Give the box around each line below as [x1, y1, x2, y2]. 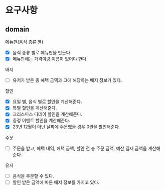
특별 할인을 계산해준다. [12, 105, 57, 111]
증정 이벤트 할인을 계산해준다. [12, 118, 71, 124]
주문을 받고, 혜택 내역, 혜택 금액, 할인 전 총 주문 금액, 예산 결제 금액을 [12, 145, 147, 151]
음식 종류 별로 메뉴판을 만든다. [12, 50, 72, 55]
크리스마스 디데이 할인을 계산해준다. [12, 111, 83, 117]
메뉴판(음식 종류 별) [5, 39, 44, 45]
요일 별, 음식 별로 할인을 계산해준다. [12, 99, 82, 105]
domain [5, 25, 30, 33]
